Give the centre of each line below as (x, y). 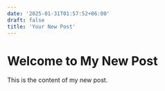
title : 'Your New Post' (42, 26)
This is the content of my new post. (58, 80)
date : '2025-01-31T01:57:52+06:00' (59, 14)
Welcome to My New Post (82, 61)
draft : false (26, 20)
